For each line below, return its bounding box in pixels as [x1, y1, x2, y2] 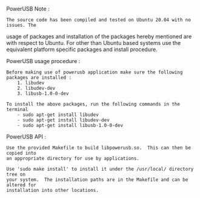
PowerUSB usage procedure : [6, 58, 81, 64]
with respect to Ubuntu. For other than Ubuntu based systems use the [6, 39, 181, 46]
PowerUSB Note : [6, 5, 50, 12]
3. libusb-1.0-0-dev [17, 90, 69, 97]
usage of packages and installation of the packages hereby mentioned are [6, 33, 192, 40]
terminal [6, 106, 28, 112]
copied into [6, 150, 36, 156]
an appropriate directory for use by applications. [6, 155, 139, 162]
